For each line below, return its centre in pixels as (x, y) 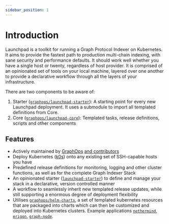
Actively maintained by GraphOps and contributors (66, 151)
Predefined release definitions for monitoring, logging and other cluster (87, 167)
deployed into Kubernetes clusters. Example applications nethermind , (85, 211)
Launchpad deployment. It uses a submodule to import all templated (84, 107)
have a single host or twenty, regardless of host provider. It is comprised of (84, 65)
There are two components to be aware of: (50, 92)
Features (20, 139)
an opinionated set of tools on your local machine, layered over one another (84, 71)
